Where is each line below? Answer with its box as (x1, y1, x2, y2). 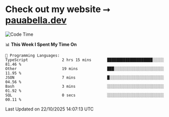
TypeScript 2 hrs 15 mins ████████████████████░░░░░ (5, 57, 164, 63)
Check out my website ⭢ (5, 4, 110, 15)
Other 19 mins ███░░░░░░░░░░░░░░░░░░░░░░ (5, 66, 164, 71)
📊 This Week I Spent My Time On (5, 41, 77, 47)
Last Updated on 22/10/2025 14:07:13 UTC (5, 106, 94, 112)
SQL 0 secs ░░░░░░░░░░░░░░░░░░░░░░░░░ (5, 92, 164, 98)
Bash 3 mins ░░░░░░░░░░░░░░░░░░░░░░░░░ (5, 84, 164, 89)
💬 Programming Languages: (5, 53, 60, 58)
